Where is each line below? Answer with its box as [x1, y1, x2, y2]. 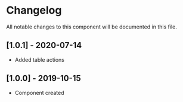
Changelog [6, 4, 62, 17]
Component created [14, 89, 64, 96]
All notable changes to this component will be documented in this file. [6, 23, 177, 30]
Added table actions [14, 56, 64, 63]
